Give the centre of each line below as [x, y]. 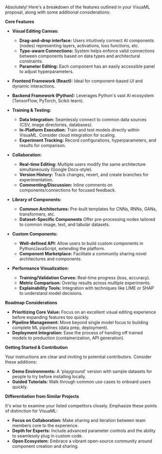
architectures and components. [50, 259]
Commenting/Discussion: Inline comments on [66, 185]
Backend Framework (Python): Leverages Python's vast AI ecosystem [83, 95]
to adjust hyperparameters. [46, 72]
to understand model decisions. [51, 293]
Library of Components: [37, 200]
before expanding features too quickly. [51, 317]
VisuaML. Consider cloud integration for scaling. [67, 135]
